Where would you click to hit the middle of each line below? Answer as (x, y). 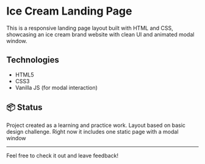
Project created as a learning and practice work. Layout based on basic (96, 125)
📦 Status (24, 108)
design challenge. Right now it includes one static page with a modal (92, 131)
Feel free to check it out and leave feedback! (63, 155)
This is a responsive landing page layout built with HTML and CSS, (90, 28)
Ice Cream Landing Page (69, 11)
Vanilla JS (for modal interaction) (56, 87)
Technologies (33, 60)
